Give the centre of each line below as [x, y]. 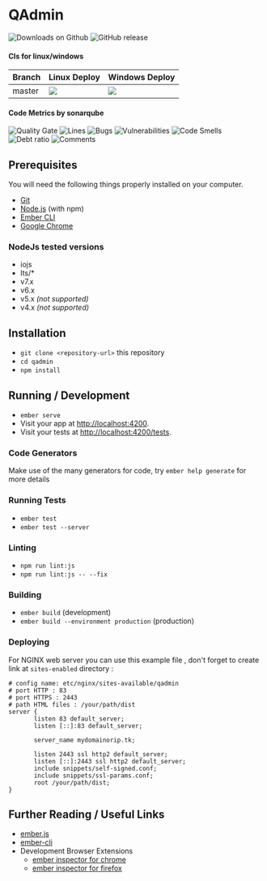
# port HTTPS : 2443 [43, 697]
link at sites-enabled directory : [61, 668]
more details [29, 479]
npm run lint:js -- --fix [64, 574]
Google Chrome [47, 226]
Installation [37, 333]
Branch [27, 77]
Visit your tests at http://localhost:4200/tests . [95, 432]
